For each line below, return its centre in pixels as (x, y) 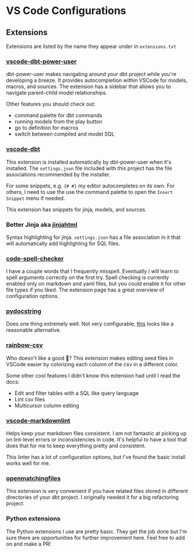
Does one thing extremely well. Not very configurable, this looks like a (90, 324)
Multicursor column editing (47, 405)
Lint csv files (30, 399)
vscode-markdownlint (38, 421)
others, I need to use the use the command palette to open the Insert (89, 192)
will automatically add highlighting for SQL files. (63, 243)
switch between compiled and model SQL (64, 134)
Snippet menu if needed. (36, 198)
